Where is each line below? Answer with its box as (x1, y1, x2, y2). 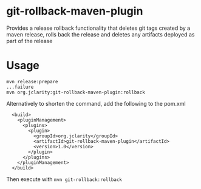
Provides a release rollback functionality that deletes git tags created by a (6, 24, 191, 32)
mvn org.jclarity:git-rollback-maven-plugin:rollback (6, 89, 146, 95)
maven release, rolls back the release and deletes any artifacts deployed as (6, 30, 195, 38)
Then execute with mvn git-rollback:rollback (6, 175, 123, 183)
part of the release (6, 37, 53, 44)
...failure (6, 84, 34, 90)
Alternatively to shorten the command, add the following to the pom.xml (6, 100, 186, 107)
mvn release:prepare (6, 78, 59, 84)
